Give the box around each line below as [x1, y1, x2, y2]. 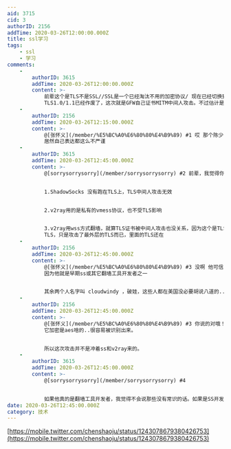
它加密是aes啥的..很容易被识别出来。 [43, 327, 137, 333]
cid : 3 [7, 17, 26, 23]
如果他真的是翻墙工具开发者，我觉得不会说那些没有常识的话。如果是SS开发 [43, 395, 225, 402]
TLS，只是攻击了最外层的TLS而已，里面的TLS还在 [43, 232, 164, 239]
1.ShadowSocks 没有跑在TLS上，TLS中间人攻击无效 [43, 188, 173, 195]
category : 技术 [7, 408, 49, 415]
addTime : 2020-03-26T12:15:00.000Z [32, 118, 134, 126]
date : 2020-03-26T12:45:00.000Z [7, 402, 100, 409]
